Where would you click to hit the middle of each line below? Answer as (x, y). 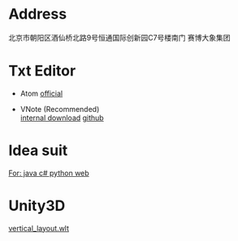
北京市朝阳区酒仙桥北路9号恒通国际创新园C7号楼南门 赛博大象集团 (119, 37)
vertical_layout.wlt (39, 228)
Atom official (41, 93)
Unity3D (37, 206)
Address (38, 14)
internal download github (62, 118)
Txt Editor (42, 71)
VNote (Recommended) (60, 109)
